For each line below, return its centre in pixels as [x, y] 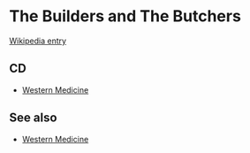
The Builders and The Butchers [125, 16]
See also [33, 118]
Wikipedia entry [38, 41]
